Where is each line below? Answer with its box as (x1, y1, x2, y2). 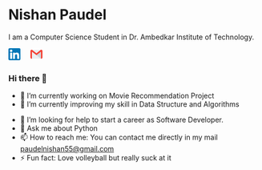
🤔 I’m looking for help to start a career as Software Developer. (19, 115, 224, 125)
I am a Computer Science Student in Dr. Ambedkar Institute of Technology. (8, 32, 255, 42)
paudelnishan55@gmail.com (19, 144, 115, 154)
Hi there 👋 (8, 72, 48, 83)
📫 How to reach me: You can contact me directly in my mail (19, 132, 219, 142)
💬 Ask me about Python (19, 123, 99, 133)
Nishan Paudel (8, 6, 107, 24)
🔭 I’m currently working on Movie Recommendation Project (19, 91, 215, 101)
